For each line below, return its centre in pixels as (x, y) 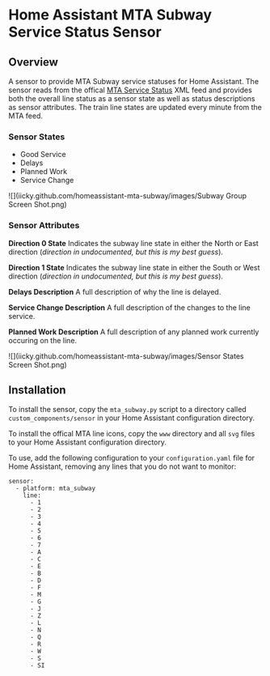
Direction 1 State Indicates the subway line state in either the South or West (134, 267)
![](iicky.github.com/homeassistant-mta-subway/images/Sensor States (126, 356)
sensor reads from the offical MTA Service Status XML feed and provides (130, 90)
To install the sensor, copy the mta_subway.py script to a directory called (127, 410)
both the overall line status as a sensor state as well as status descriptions (132, 98)
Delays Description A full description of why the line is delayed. (115, 291)
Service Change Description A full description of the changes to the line (129, 307)
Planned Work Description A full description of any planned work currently (134, 332)
